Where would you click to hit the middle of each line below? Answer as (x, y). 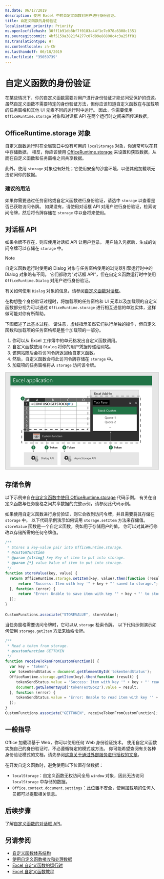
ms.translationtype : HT (29, 42)
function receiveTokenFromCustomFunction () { (52, 661)
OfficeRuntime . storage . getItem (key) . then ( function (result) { (74, 677)
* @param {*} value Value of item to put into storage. (65, 563)
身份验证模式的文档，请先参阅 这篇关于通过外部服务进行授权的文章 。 (73, 754)
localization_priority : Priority (39, 26)
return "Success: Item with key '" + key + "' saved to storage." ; (88, 584)
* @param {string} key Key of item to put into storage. (66, 558)
